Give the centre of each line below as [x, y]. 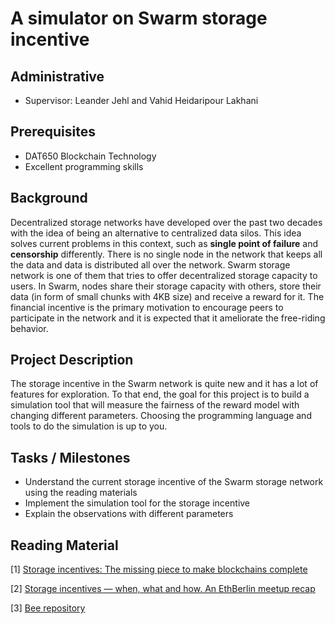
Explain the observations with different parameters [129, 514]
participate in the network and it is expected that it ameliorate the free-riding [168, 318]
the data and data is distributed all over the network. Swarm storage [150, 264]
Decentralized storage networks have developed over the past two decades [166, 222]
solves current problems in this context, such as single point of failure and [164, 243]
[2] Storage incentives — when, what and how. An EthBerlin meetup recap [163, 589]
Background [49, 198]
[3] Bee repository [48, 608]
